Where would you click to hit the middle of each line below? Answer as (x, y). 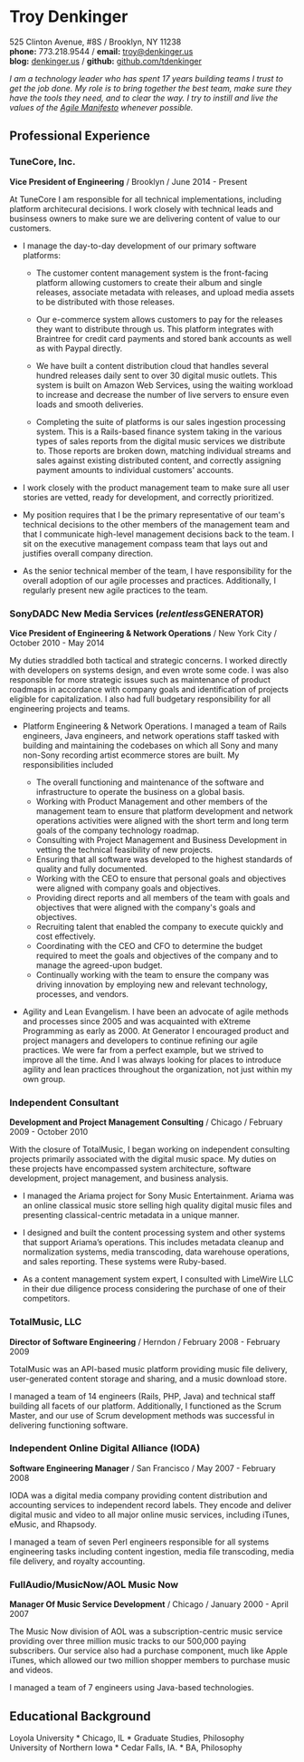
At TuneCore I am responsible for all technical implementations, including (146, 199)
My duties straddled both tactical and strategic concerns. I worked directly (148, 660)
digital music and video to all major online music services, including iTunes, (149, 1515)
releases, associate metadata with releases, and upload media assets (165, 292)
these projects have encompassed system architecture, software (130, 1169)
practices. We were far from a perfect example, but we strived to (143, 1050)
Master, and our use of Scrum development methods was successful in (142, 1415)
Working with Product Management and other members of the (152, 801)
